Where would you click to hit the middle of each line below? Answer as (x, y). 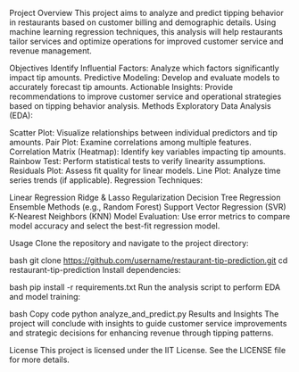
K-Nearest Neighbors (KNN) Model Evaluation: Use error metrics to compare (150, 216)
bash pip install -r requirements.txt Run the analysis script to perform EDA (145, 287)
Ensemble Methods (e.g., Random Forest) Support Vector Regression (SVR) (148, 207)
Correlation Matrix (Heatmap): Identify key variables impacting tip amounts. (148, 152)
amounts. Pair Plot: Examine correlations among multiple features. (130, 142)
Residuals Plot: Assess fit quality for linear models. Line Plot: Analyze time (145, 170)
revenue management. (50, 51)
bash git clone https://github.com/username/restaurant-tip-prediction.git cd (149, 260)
